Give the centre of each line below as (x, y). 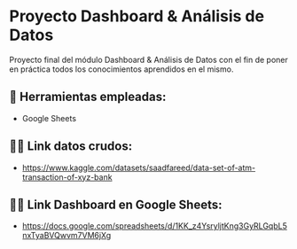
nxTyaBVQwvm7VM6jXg (66, 236)
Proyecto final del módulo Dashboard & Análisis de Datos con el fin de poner (148, 59)
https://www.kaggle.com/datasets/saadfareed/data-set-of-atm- (139, 167)
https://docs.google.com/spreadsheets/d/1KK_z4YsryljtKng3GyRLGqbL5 (155, 226)
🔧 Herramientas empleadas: (88, 97)
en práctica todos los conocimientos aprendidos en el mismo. (121, 69)
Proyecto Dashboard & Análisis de (137, 16)
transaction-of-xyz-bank (67, 177)
